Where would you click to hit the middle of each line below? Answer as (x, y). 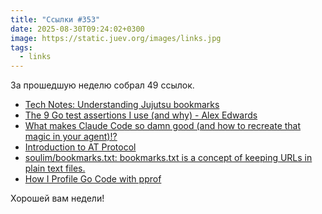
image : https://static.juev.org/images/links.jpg (116, 38)
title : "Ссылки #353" (55, 19)
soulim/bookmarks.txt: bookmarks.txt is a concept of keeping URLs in (168, 158)
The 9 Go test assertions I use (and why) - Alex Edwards (141, 115)
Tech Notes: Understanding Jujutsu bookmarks (122, 105)
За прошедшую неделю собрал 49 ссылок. (102, 85)
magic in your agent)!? (71, 137)
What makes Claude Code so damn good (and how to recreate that (163, 126)
